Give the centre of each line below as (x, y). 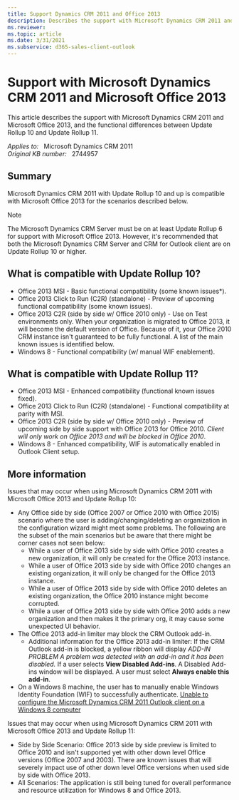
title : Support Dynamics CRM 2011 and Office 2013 (84, 14)
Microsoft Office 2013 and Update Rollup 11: (71, 731)
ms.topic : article (34, 34)
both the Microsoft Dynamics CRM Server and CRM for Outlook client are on (119, 244)
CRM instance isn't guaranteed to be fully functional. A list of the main (120, 337)
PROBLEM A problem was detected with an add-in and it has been (126, 657)
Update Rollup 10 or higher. (47, 251)
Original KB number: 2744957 (53, 153)
